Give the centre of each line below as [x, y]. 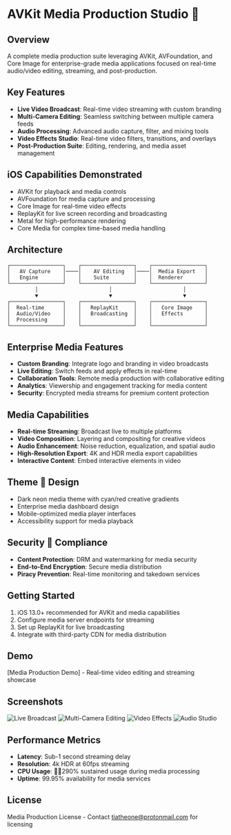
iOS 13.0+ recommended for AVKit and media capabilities [99, 612]
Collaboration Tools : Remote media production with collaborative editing [121, 378]
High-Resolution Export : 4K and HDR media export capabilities [107, 453]
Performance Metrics [54, 740]
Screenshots [35, 701]
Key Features [36, 92]
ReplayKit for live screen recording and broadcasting [92, 213]
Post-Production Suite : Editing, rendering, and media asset [102, 146]
